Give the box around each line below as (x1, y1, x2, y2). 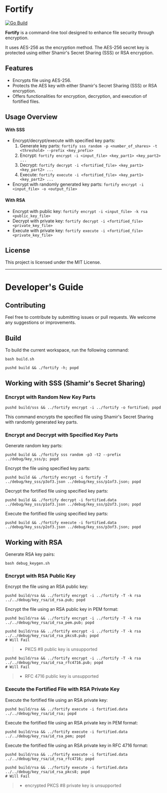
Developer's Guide (5, 282, 83, 292)
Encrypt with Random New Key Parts (5, 394, 96, 401)
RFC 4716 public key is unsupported (24, 673, 99, 679)
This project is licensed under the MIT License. (5, 259, 101, 265)
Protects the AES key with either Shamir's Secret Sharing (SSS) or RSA (12, 82, 158, 88)
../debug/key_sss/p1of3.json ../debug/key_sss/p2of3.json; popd (5, 502, 141, 507)
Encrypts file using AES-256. (12, 77, 72, 83)
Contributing (5, 301, 46, 309)
